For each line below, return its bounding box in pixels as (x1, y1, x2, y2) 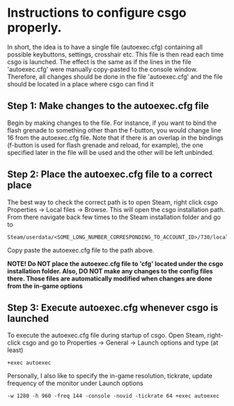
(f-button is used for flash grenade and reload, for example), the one (7, 141, 203, 149)
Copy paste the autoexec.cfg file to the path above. (7, 246, 155, 254)
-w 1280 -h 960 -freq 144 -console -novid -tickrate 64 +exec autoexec (7, 393, 219, 400)
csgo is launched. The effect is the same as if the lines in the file (7, 57, 192, 66)
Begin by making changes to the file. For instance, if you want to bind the (7, 119, 217, 127)
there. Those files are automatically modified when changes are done (7, 274, 212, 283)
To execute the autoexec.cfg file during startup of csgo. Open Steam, (7, 331, 206, 340)
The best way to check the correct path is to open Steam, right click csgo (7, 197, 218, 206)
